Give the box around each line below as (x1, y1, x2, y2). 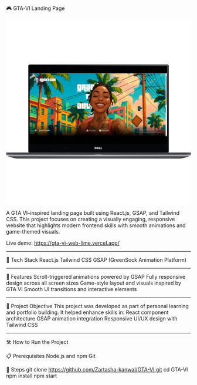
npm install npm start (6, 372, 57, 379)
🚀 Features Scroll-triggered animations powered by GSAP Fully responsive (6, 273, 186, 280)
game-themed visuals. (6, 228, 60, 235)
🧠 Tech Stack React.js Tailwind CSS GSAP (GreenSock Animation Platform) (6, 256, 186, 263)
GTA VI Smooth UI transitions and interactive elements (6, 286, 137, 292)
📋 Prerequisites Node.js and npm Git (6, 353, 96, 359)
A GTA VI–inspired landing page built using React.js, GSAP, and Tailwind (6, 210, 180, 216)
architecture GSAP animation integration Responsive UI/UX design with (6, 315, 178, 322)
